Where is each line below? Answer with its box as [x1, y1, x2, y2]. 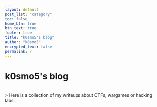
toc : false [5, 16, 28, 21]
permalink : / [5, 49, 32, 54]
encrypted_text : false [5, 44, 52, 49]
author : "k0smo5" [5, 40, 41, 45]
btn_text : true [5, 26, 37, 31]
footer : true [5, 30, 32, 35]
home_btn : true [5, 21, 37, 26]
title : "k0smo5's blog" [5, 35, 55, 40]
